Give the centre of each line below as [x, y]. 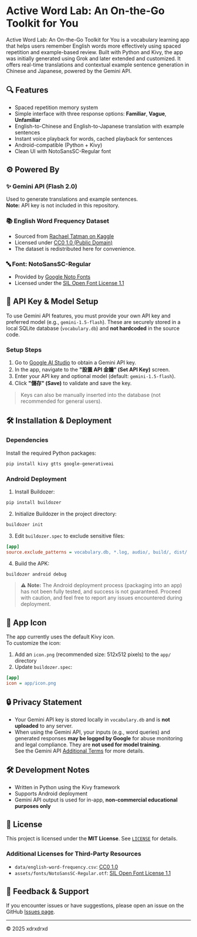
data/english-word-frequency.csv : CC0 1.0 [66, 866]
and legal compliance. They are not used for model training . [88, 744]
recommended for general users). [61, 401]
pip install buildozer [34, 502]
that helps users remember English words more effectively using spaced [94, 46]
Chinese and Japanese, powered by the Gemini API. [69, 71]
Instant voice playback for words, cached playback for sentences [94, 138]
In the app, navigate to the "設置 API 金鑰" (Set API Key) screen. [92, 370]
